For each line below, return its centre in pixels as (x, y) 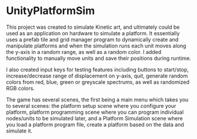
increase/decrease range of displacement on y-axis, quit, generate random (97, 76)
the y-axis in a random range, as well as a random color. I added (84, 52)
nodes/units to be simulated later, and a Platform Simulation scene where (95, 118)
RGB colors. (21, 88)
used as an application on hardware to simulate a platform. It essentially (93, 33)
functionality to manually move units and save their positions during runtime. (98, 58)
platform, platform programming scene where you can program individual (95, 112)
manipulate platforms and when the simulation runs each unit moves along (96, 46)
